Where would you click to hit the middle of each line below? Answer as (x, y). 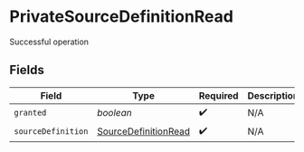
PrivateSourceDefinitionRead (121, 17)
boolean (114, 113)
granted (30, 113)
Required (218, 95)
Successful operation (49, 42)
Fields (27, 70)
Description (273, 95)
